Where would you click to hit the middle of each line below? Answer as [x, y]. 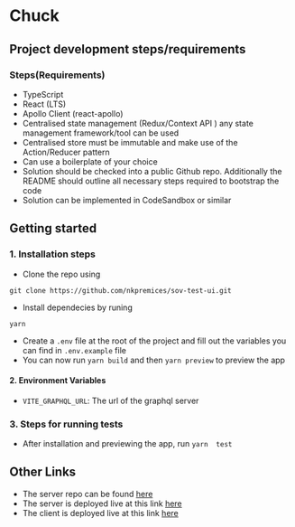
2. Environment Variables [58, 381]
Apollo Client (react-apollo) [73, 113]
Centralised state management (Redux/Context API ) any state [138, 123]
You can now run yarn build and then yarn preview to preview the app [154, 360]
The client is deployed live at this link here [100, 513]
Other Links [43, 472]
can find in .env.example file [74, 350]
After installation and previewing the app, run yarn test [127, 444]
